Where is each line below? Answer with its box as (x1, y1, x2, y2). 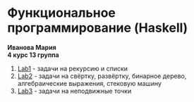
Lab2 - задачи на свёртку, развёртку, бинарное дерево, (17, 72, 187, 80)
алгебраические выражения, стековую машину (17, 79, 162, 87)
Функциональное (7, 5, 116, 21)
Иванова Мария (7, 43, 56, 51)
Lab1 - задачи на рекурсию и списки (17, 64, 128, 72)
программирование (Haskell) (7, 20, 188, 36)
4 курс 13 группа (7, 51, 59, 59)
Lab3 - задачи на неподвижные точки (17, 87, 132, 95)
